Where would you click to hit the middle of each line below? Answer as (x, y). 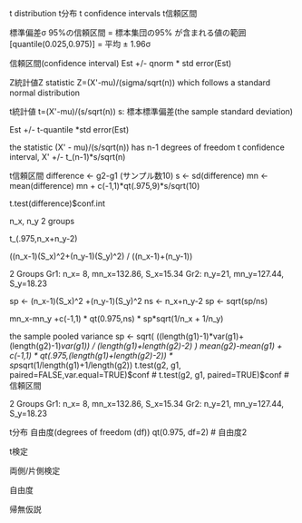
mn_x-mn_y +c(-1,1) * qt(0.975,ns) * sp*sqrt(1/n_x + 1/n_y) (117, 319)
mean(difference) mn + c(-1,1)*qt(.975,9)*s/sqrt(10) (105, 186)
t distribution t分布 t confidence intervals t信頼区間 (103, 13)
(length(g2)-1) (35, 346)
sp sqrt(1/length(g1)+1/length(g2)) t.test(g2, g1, (95, 365)
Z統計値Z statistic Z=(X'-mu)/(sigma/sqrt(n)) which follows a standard (140, 83)
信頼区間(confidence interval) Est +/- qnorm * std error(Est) (121, 63)
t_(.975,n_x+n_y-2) (44, 238)
